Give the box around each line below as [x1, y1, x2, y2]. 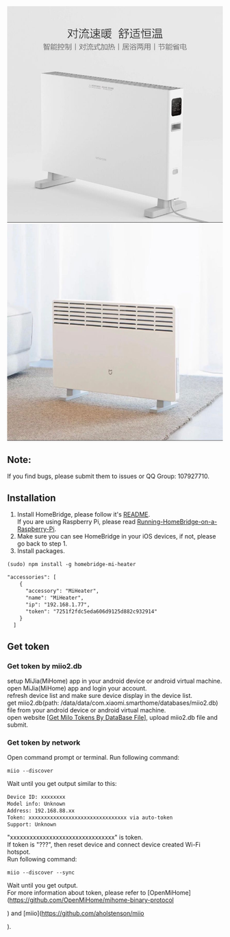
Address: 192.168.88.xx [7, 807, 75, 815]
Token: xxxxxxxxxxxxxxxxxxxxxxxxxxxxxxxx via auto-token [7, 814, 173, 822]
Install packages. [16, 547, 65, 555]
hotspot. [7, 848, 31, 856]
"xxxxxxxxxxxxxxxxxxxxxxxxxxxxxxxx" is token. [7, 833, 143, 842]
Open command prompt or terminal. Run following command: [7, 754, 180, 762]
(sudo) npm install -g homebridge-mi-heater [7, 561, 136, 568]
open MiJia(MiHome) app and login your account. [7, 684, 147, 692]
